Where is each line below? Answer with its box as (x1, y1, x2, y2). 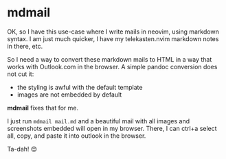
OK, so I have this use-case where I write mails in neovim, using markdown (7, 27, 220, 36)
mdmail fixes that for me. (7, 103, 79, 112)
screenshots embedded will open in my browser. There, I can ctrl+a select (7, 124, 218, 132)
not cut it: (7, 70, 34, 78)
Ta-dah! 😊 (7, 145, 38, 153)
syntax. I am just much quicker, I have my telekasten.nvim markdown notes (7, 34, 219, 42)
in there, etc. (7, 42, 43, 50)
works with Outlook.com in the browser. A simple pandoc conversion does (7, 62, 218, 71)
